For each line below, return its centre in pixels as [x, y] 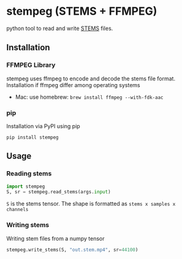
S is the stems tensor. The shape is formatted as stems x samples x [91, 204]
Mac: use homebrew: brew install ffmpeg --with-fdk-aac [89, 97]
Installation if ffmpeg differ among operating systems [73, 85]
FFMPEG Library [31, 65]
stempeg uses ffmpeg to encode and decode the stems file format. [91, 79]
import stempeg [26, 186]
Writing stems [28, 225]
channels [17, 210]
